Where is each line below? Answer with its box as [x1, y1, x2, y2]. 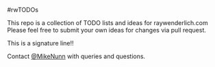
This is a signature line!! [7, 39, 74, 47]
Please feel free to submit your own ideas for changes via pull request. [7, 26, 207, 34]
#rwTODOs [7, 6, 39, 14]
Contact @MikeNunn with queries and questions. [7, 52, 146, 60]
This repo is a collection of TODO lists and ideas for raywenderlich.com [7, 19, 208, 26]
